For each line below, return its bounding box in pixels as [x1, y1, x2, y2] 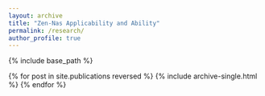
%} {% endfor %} [8, 80, 67, 90]
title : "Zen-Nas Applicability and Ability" [8, 19, 160, 27]
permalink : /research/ [8, 26, 85, 34]
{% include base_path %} [8, 56, 93, 66]
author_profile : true [8, 34, 81, 42]
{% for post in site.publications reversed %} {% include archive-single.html [8, 71, 258, 81]
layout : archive [8, 11, 63, 20]
